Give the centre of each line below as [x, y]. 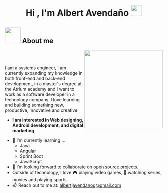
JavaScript [31, 161]
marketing [23, 130]
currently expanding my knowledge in [44, 73]
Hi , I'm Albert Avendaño [77, 13]
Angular [28, 151]
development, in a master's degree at [44, 84]
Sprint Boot [31, 156]
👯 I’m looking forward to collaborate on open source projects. [75, 167]
